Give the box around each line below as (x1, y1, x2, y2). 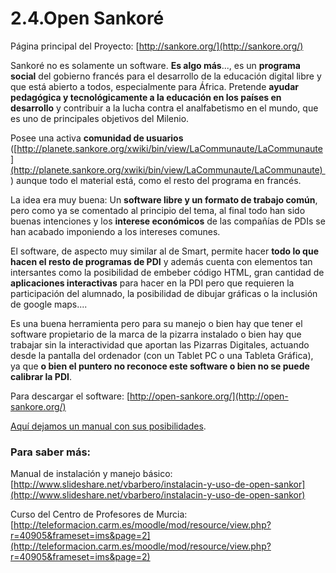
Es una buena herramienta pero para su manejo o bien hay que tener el (10, 317, 303, 329)
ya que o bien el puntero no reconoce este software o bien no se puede (10, 360, 310, 372)
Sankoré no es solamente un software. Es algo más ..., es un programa (10, 59, 301, 71)
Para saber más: (10, 445, 92, 459)
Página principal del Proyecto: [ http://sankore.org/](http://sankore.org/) (10, 40, 304, 52)
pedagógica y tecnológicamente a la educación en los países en (10, 91, 282, 103)
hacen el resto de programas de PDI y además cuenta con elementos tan (10, 255, 313, 267)
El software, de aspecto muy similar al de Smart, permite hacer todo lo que (10, 245, 320, 257)
